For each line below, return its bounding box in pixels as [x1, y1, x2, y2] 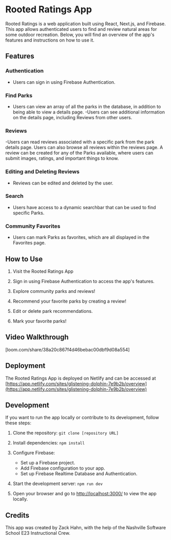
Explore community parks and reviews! [12, 288, 96, 294]
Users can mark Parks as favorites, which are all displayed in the [12, 234, 150, 240]
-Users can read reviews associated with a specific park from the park [5, 139, 155, 145]
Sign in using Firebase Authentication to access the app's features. [12, 278, 155, 284]
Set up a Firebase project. [20, 460, 75, 466]
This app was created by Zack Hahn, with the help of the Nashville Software [5, 525, 166, 531]
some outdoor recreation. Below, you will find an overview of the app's [5, 31, 155, 38]
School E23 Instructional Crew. [5, 530, 70, 536]
